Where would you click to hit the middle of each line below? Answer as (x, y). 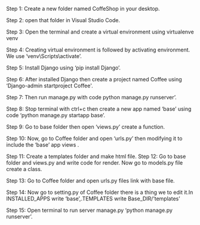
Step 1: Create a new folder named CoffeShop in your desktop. (83, 9)
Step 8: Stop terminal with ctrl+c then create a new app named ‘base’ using (99, 109)
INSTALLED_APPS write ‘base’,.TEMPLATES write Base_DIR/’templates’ (93, 199)
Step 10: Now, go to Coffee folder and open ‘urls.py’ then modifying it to (94, 138)
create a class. (24, 169)
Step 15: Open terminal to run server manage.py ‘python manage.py (90, 210)
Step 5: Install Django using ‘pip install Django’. (64, 68)
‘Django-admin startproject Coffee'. (50, 86)
